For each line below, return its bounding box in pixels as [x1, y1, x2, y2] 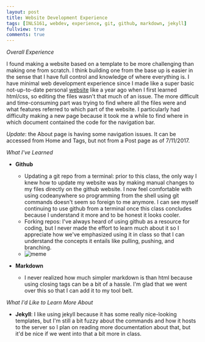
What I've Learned [6, 149, 53, 156]
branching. [24, 244, 52, 251]
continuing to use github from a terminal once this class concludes [24, 205, 192, 213]
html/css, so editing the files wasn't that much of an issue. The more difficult [6, 93, 200, 100]
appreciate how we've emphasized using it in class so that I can [24, 231, 185, 238]
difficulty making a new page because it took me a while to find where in [6, 112, 189, 120]
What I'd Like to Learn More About [6, 299, 93, 306]
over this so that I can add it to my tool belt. [24, 287, 134, 294]
